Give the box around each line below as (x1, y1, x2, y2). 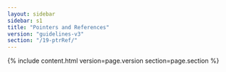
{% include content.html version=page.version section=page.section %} (7, 56, 220, 65)
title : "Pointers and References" (7, 24, 110, 31)
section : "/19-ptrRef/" (7, 37, 78, 44)
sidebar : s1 (7, 17, 43, 24)
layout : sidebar (7, 10, 55, 18)
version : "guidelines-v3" (7, 30, 84, 38)
